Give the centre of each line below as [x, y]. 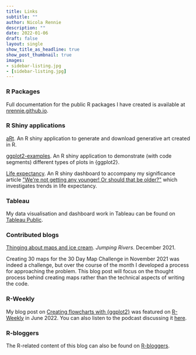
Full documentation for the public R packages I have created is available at [96, 104]
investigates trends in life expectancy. [52, 186]
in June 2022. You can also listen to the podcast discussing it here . [106, 318]
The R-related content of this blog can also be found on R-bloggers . [88, 346]
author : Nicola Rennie [34, 22]
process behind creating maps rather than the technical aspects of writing [95, 277]
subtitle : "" [22, 17]
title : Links [22, 11]
